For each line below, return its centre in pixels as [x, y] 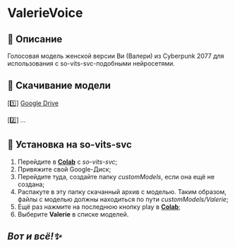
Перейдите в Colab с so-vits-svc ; [67, 162]
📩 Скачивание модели [59, 86]
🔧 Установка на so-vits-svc [70, 145]
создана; [31, 184]
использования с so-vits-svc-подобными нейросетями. [91, 64]
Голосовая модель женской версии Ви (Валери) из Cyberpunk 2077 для [116, 56]
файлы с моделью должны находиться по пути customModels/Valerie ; [123, 199]
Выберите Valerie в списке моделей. [73, 214]
